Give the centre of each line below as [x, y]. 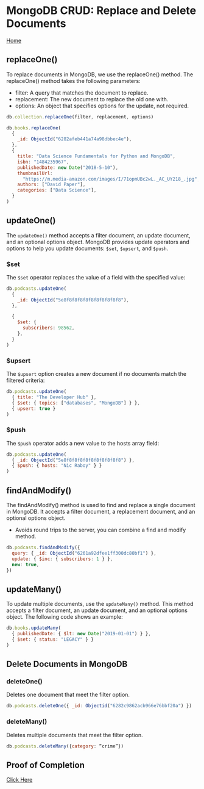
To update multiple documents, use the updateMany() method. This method [100, 604]
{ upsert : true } [34, 409]
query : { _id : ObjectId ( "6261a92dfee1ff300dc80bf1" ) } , [84, 553]
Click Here [19, 780]
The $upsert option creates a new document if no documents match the [97, 374]
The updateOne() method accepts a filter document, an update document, [98, 235]
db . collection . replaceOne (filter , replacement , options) [80, 117]
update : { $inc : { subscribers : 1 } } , [62, 559]
